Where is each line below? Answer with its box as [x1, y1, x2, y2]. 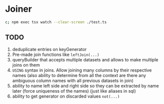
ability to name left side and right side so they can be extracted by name [12, 82, 159, 89]
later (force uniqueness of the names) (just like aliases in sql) [12, 88, 136, 94]
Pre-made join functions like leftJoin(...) [12, 52, 99, 57]
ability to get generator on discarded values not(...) [12, 93, 120, 99]
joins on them [12, 62, 40, 68]
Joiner [5, 3, 32, 15]
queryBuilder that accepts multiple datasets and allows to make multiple [12, 56, 159, 62]
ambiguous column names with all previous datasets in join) [12, 78, 134, 83]
